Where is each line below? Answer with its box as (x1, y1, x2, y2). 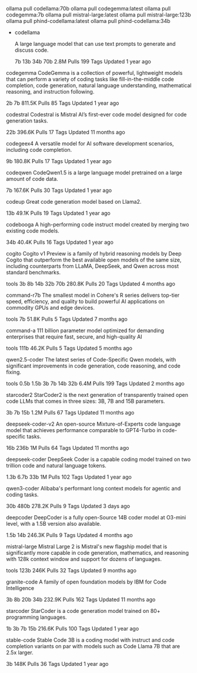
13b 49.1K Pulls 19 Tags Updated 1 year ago (6, 210, 111, 217)
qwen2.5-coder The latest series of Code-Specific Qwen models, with (6, 356, 176, 363)
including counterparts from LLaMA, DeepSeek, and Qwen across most (6, 263, 179, 270)
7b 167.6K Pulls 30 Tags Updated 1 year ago (6, 187, 112, 194)
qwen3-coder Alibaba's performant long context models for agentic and (6, 485, 181, 492)
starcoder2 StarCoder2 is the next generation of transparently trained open (6, 392, 189, 398)
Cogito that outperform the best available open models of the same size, (6, 256, 182, 263)
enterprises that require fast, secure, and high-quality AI (6, 333, 142, 340)
